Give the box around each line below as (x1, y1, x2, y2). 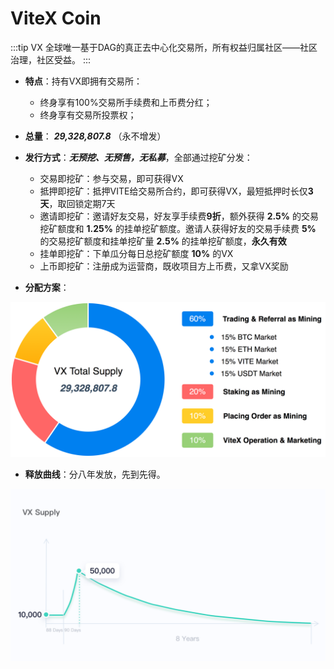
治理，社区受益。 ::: (10, 53, 92, 66)
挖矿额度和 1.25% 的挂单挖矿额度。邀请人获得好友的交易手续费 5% (39, 222, 317, 234)
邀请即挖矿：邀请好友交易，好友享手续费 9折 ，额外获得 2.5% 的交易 (39, 210, 319, 222)
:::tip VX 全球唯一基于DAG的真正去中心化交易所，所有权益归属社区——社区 (10, 41, 318, 53)
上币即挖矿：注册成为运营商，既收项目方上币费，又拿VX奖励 (39, 260, 289, 272)
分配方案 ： (24, 281, 70, 293)
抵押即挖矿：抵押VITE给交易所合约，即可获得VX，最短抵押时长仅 (39, 185, 308, 197)
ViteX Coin (10, 7, 102, 30)
